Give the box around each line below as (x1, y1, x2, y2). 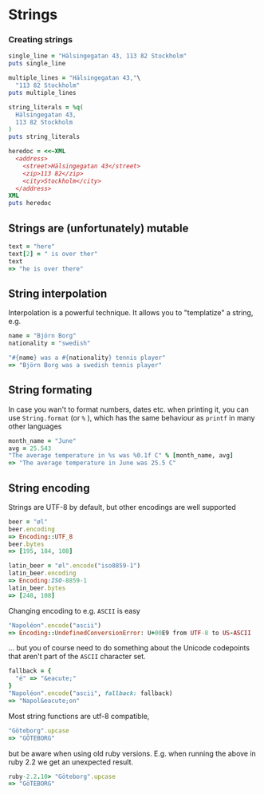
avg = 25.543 (8, 444, 52, 452)
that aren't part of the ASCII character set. (8, 652, 146, 662)
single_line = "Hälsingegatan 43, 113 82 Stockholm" (8, 52, 187, 61)
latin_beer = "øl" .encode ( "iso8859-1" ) (8, 562, 141, 570)
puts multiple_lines (8, 89, 77, 97)
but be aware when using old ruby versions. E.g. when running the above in (8, 749, 257, 758)
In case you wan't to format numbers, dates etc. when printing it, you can (8, 405, 250, 414)
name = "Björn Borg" (8, 332, 77, 340)
